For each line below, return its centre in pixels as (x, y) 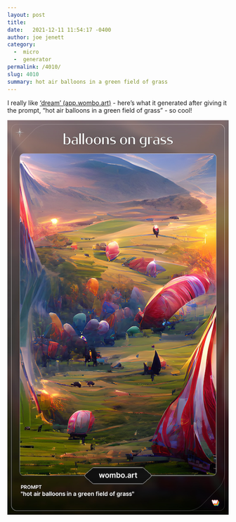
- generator (33, 60)
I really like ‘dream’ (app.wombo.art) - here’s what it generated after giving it (117, 103)
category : (22, 45)
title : (17, 22)
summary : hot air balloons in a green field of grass (88, 82)
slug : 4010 (23, 74)
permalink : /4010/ (34, 67)
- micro (26, 52)
